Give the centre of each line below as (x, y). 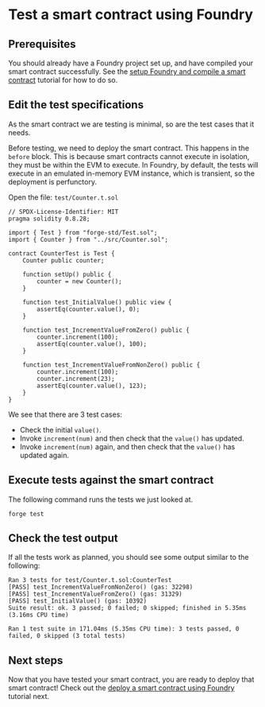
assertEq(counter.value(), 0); (88, 309)
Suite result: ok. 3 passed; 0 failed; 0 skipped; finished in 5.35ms (127, 608)
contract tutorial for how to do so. (63, 80)
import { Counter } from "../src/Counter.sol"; (88, 239)
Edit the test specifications (76, 105)
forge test (26, 514)
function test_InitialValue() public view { (97, 302)
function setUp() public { (67, 274)
